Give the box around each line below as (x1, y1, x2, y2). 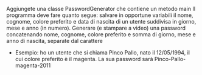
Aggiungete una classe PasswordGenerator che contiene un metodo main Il (6, 5, 196, 12)
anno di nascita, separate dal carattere (6, 37, 103, 44)
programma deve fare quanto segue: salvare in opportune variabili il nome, (6, 11, 193, 19)
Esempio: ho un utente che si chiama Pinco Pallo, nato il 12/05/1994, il (15, 49, 190, 56)
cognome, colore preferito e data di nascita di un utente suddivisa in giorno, (6, 18, 197, 25)
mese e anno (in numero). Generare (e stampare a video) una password (6, 24, 186, 31)
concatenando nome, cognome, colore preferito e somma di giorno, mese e (6, 31, 196, 38)
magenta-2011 (15, 62, 51, 69)
